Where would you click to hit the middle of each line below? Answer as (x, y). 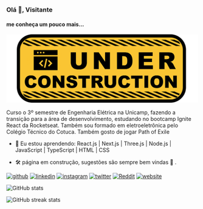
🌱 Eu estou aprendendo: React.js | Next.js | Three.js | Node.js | (93, 143)
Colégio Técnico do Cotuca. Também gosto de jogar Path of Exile (88, 132)
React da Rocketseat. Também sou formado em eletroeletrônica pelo (92, 125)
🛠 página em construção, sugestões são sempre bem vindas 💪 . (96, 162)
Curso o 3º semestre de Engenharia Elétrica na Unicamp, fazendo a (91, 112)
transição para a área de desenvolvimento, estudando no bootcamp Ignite (99, 118)
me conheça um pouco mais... (45, 24)
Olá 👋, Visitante (29, 10)
